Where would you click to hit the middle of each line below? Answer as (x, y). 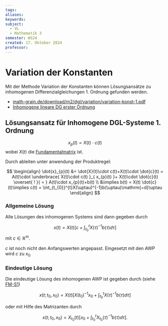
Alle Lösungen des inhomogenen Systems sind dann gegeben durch (76, 217)
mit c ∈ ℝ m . (18, 238)
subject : (14, 24)
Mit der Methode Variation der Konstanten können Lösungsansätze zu (78, 86)
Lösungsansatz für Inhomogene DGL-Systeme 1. (83, 122)
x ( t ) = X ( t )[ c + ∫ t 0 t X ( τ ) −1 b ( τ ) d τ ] (85, 228)
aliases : (14, 15)
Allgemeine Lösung (30, 206)
